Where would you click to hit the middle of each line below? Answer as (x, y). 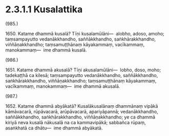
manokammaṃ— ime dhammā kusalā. (46, 50)
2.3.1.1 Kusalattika (44, 9)
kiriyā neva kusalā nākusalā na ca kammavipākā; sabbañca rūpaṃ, (76, 122)
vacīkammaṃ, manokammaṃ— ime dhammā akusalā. (63, 86)
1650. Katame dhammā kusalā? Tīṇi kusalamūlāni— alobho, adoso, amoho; (85, 33)
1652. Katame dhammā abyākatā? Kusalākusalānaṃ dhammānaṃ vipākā (82, 106)
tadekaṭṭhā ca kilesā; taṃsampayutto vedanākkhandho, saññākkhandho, (82, 75)
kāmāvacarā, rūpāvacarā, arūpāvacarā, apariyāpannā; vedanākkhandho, (82, 111)
